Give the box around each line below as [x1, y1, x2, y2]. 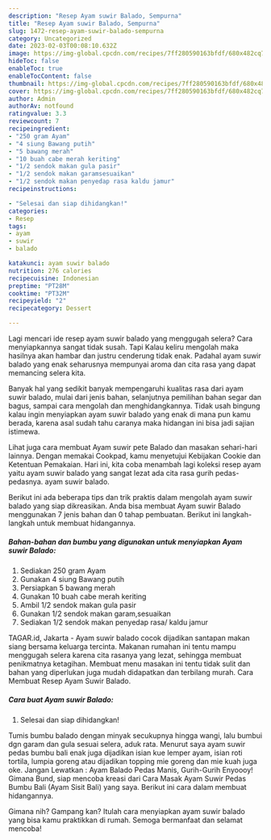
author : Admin [8, 95, 56, 103]
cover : [8, 87, 31, 95]
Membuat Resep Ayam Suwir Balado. [8, 676, 131, 685]
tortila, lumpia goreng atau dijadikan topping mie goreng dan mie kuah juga [8, 756, 258, 766]
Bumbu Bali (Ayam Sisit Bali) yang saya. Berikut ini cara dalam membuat [8, 782, 248, 791]
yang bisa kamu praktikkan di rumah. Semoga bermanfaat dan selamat [8, 815, 244, 825]
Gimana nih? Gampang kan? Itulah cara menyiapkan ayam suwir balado [8, 806, 246, 816]
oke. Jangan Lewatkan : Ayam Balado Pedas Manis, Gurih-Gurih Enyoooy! [8, 765, 254, 774]
